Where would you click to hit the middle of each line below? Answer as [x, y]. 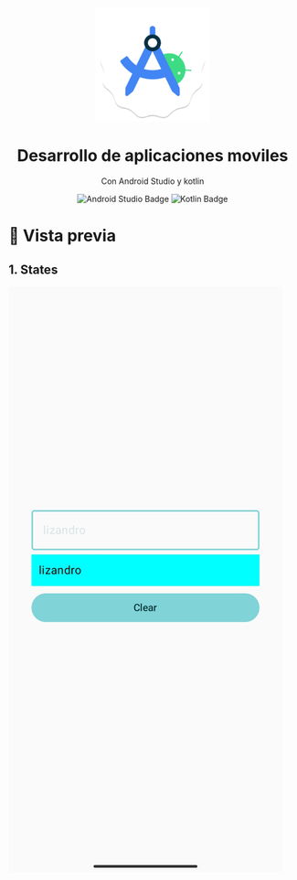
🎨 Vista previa [62, 236]
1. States [33, 269]
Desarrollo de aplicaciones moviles [153, 156]
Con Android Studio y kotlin [153, 181]
